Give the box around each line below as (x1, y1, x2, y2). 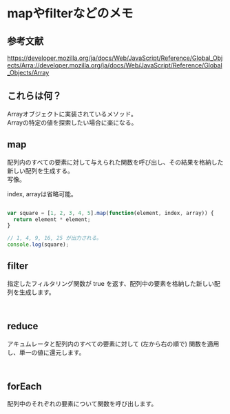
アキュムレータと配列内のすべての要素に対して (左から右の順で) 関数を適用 (7, 340, 220, 348)
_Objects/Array (7, 69, 50, 76)
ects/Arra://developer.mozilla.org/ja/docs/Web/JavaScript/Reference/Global (7, 61, 222, 69)
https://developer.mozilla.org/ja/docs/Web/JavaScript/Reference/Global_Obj (7, 54, 223, 62)
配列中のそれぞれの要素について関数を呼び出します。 (7, 400, 158, 408)
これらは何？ (7, 90, 62, 102)
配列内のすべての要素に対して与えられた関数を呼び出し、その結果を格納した (7, 158, 224, 166)
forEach (7, 381, 43, 393)
